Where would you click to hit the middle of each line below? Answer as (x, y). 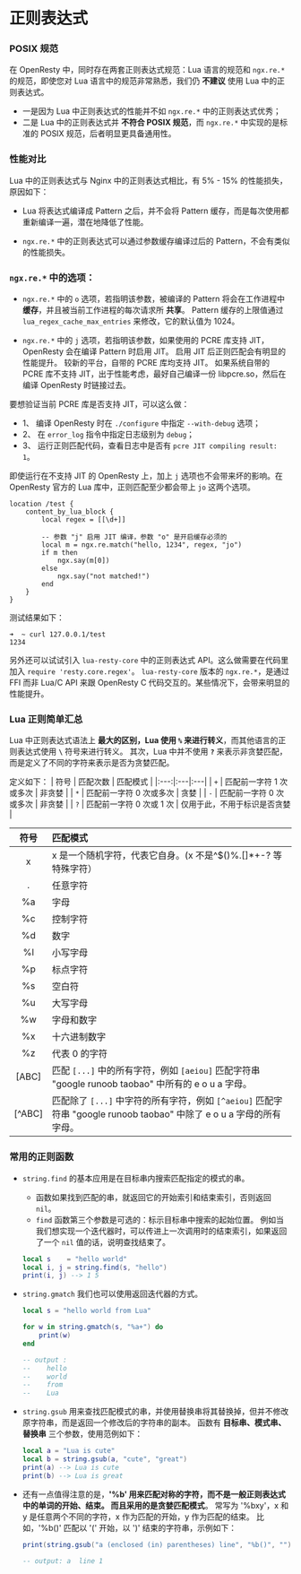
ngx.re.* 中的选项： (52, 277)
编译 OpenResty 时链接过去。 (77, 385)
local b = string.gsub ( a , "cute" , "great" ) (105, 1459)
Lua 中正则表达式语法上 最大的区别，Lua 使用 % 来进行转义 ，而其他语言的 (144, 740)
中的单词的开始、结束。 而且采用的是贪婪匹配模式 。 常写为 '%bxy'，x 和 (155, 1505)
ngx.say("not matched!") (103, 576)
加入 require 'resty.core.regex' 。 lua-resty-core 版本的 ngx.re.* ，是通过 (149, 671)
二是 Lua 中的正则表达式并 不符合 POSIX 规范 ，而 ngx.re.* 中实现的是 (151, 123)
